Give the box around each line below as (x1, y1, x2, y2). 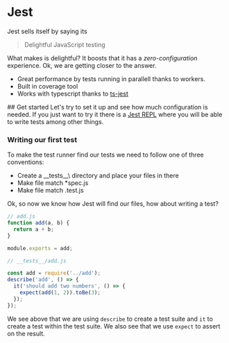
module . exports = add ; (7, 245, 73, 252)
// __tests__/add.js (7, 257, 67, 264)
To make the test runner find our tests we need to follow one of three (7, 150, 204, 159)
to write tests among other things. (7, 117, 104, 125)
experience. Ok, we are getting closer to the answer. (7, 61, 157, 69)
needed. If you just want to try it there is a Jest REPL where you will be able (7, 110, 223, 118)
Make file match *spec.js (17, 179, 89, 187)
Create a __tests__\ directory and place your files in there (17, 171, 179, 180)
